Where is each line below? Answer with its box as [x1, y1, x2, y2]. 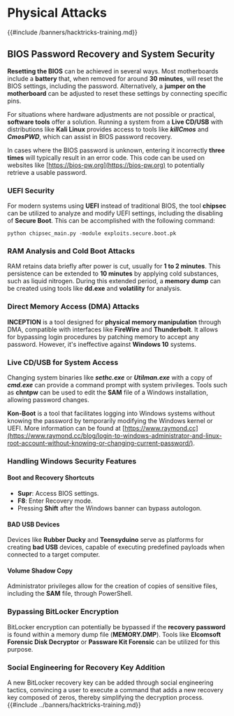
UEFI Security [7, 185, 54, 195]
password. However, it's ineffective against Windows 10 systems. [7, 340, 197, 348]
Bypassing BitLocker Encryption [7, 607, 119, 617]
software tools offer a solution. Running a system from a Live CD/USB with [7, 117, 224, 126]
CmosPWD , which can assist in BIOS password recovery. [7, 132, 173, 141]
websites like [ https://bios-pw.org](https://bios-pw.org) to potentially [7, 161, 205, 169]
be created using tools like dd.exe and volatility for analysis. [7, 285, 182, 293]
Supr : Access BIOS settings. [17, 489, 99, 498]
